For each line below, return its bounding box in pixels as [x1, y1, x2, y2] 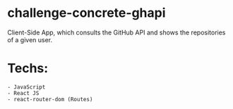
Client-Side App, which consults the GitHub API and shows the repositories [7, 28, 226, 37]
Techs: [7, 60, 49, 77]
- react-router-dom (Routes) [7, 96, 93, 103]
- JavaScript [7, 83, 46, 91]
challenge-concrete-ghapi [7, 5, 166, 21]
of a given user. [7, 35, 53, 44]
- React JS [7, 89, 40, 96]
